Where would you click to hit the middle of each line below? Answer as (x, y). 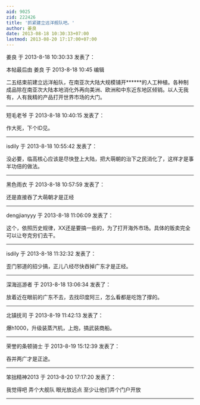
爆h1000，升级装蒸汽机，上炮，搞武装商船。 (60, 328)
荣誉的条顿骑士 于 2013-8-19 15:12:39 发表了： (63, 346)
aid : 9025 (18, 12)
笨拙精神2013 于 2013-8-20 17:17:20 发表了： (61, 377)
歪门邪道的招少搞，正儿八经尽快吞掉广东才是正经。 (69, 266)
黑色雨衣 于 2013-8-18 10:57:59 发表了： (56, 184)
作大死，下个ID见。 (30, 128)
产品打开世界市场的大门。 (74, 97)
